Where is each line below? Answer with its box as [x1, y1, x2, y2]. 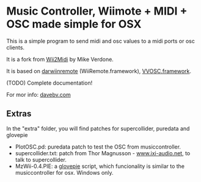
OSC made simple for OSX [6, 17, 142, 31]
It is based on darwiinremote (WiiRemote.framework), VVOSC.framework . [6, 67, 191, 74]
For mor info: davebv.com [6, 91, 71, 98]
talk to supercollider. [15, 156, 67, 163]
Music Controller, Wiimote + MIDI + [6, 4, 188, 18]
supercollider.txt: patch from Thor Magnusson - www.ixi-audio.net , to [15, 149, 191, 156]
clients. [6, 44, 25, 51]
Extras [6, 108, 32, 119]
